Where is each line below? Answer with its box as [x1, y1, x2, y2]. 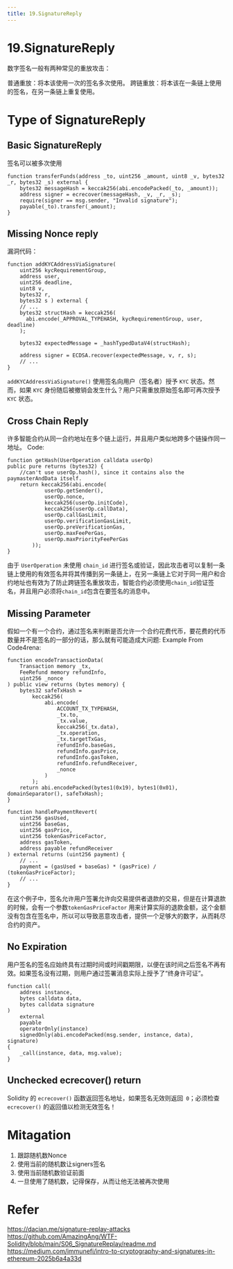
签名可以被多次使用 [7, 159, 62, 167]
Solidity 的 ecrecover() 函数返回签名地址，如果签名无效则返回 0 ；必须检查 [7, 1093, 220, 1102]
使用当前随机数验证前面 [17, 1168, 85, 1177]
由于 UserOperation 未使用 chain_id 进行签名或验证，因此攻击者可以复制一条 [7, 561, 225, 570]
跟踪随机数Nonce [17, 1151, 67, 1159]
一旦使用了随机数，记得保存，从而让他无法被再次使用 [17, 1177, 170, 1185]
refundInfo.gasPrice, [56, 748, 119, 755]
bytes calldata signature [19, 1000, 95, 1008]
